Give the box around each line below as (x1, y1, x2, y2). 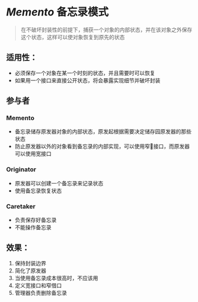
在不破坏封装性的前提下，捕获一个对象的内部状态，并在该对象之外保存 (20, 26, 193, 33)
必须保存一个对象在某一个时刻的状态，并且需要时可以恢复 (14, 69, 155, 76)
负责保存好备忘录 (14, 217, 57, 224)
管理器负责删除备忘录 (14, 289, 67, 296)
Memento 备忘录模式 (6, 5, 108, 19)
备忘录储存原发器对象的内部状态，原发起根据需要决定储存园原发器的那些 (14, 128, 191, 135)
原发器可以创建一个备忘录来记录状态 (14, 179, 104, 187)
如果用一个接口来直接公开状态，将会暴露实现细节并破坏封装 (14, 76, 161, 83)
